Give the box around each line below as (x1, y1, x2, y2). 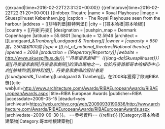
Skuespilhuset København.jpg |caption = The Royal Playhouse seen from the (5, 15, 161, 21)
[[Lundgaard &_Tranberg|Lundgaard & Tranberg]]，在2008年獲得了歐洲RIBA (5, 74, 159, 79)
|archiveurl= (5, 101, 30, 107)
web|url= (5, 85, 24, 91)
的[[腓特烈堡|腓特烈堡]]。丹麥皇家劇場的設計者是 (5, 67, 104, 73)
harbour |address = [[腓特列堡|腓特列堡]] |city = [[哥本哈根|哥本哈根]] (5, 21, 145, 27)
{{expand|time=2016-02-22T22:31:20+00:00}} (5, 5, 100, 10)
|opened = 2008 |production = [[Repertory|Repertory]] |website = (5, 49, 139, 55)
